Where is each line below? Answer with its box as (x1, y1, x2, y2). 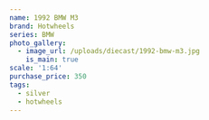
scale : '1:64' (9, 64, 63, 73)
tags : (9, 80, 30, 89)
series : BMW (9, 30, 54, 39)
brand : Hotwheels (9, 22, 75, 31)
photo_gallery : (9, 38, 67, 48)
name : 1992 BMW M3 (9, 13, 79, 23)
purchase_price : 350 (9, 72, 88, 81)
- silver (17, 88, 51, 97)
